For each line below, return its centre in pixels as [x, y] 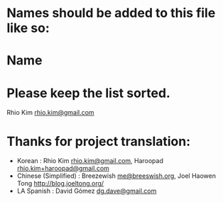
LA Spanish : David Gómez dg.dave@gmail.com [87, 191]
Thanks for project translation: [99, 141]
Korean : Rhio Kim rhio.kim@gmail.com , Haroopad [90, 161]
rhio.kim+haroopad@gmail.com [63, 169]
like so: [28, 28]
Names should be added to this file [111, 13]
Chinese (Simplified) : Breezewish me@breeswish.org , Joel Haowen [116, 176]
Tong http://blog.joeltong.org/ [60, 184]
